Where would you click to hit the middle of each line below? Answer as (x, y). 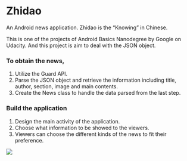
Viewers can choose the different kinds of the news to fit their (91, 134)
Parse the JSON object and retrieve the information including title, (96, 80)
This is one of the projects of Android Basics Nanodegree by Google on (94, 39)
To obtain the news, (35, 61)
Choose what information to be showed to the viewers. (82, 128)
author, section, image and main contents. (66, 86)
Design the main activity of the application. (67, 121)
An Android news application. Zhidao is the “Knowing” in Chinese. (87, 27)
